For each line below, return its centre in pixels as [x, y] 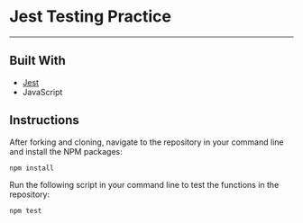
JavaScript [42, 92]
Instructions [44, 120]
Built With [37, 61]
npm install [32, 168]
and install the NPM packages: [66, 151]
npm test [26, 210]
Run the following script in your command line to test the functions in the [144, 184]
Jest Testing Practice [90, 17]
